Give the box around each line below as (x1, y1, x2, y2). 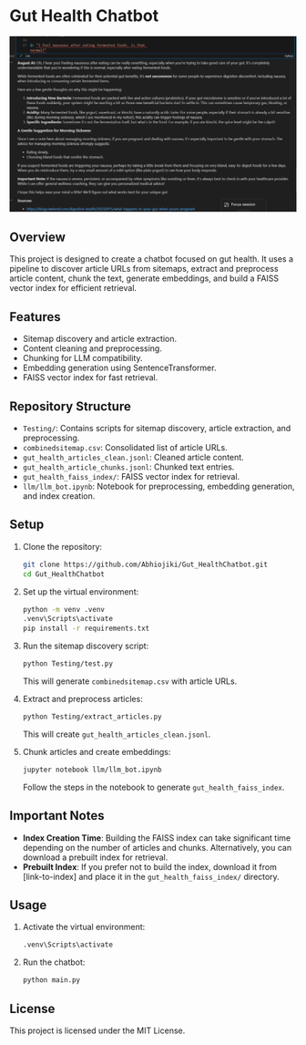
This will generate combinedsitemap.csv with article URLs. (22, 676, 238, 687)
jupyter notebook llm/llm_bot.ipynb (22, 765, 162, 774)
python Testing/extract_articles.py (22, 712, 162, 721)
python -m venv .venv (22, 605, 105, 614)
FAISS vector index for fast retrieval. (22, 372, 158, 383)
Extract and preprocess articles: (22, 694, 143, 705)
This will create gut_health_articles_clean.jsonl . (22, 729, 211, 740)
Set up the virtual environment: (22, 585, 139, 597)
